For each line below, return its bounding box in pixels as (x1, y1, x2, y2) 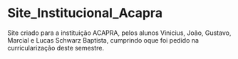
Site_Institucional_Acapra (7, 5, 162, 21)
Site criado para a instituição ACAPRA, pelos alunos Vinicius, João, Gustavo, (7, 28, 232, 37)
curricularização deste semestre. (7, 43, 105, 52)
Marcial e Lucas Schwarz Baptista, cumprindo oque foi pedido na (7, 36, 200, 44)
